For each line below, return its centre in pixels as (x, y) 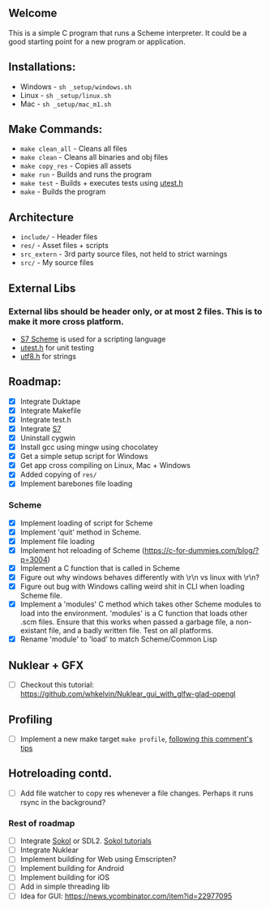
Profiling (30, 720)
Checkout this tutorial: (57, 685)
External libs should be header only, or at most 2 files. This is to (135, 311)
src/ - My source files (57, 263)
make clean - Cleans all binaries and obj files (94, 157)
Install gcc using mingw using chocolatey (89, 447)
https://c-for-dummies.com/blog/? (202, 550)
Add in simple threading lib (65, 886)
